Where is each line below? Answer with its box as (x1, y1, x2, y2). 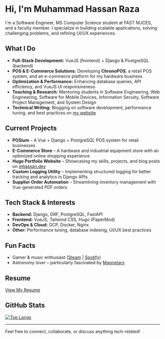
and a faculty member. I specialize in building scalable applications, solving (5, 25, 157, 31)
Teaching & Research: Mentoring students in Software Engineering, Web (12, 89, 160, 94)
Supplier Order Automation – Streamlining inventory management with (12, 179, 156, 185)
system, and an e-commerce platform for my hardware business (12, 73, 143, 79)
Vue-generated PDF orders (12, 184, 67, 190)
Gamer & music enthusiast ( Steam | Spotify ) (12, 254, 101, 260)
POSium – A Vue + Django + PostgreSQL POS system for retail (12, 137, 139, 143)
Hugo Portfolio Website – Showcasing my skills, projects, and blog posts (12, 158, 160, 164)
